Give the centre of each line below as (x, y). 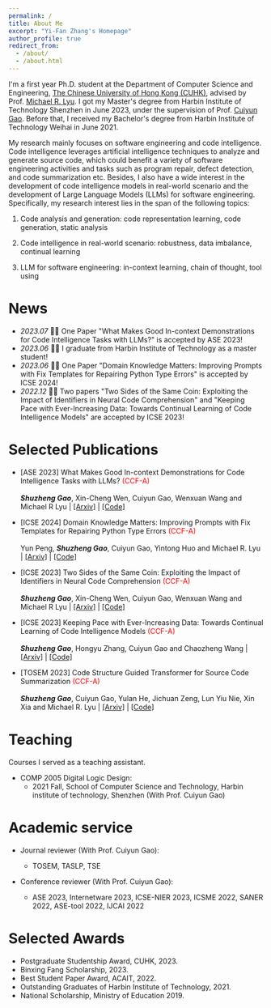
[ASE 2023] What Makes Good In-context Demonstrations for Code (132, 472)
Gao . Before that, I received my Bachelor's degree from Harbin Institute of (131, 118)
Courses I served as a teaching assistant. (77, 762)
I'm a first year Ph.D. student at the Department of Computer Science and (131, 84)
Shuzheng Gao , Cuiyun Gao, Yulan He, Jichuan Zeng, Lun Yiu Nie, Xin (137, 698)
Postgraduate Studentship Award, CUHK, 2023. (99, 961)
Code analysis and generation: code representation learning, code (130, 219)
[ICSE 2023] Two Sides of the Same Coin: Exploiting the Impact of (130, 572)
